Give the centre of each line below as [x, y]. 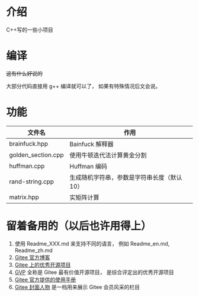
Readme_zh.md [34, 250]
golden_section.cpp [36, 155]
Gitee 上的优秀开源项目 [43, 265]
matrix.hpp [24, 197]
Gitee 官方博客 [32, 257]
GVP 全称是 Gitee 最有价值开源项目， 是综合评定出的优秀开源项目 [94, 272]
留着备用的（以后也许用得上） [79, 226]
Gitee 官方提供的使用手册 [45, 279]
